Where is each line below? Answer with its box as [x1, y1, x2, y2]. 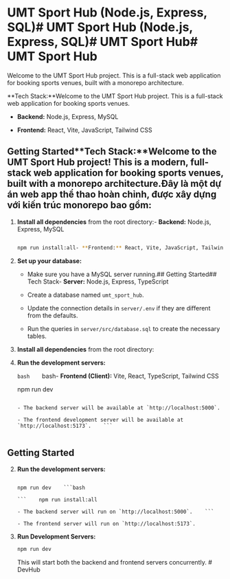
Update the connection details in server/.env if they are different [27, 304, 211, 312]
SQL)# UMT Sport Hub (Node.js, [7, 19, 194, 35]
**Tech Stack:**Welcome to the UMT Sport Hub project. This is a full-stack [7, 91, 223, 100]
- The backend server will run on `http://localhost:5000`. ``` [16, 508, 214, 516]
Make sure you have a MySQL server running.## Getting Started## [27, 270, 218, 278]
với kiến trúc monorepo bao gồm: [7, 199, 152, 211]
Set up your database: [16, 256, 82, 265]
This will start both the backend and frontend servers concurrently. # [16, 558, 213, 567]
